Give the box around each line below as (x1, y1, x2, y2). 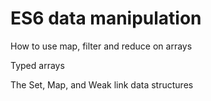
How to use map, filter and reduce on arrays (10, 40, 193, 52)
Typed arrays (10, 59, 65, 71)
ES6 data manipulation (10, 7, 202, 30)
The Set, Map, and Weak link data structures (10, 78, 194, 91)
